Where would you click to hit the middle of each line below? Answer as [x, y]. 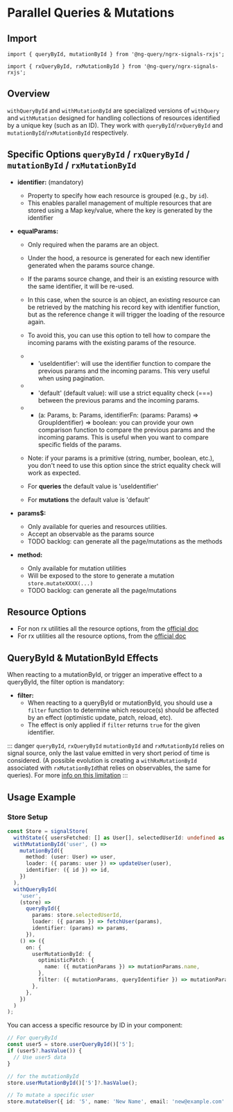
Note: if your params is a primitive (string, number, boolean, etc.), [121, 458]
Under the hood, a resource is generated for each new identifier [119, 258]
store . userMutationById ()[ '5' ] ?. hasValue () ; [72, 1083]
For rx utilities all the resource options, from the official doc [102, 636]
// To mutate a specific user [51, 1095]
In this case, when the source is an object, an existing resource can [124, 299]
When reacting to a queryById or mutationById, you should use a [120, 703]
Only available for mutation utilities [77, 568]
